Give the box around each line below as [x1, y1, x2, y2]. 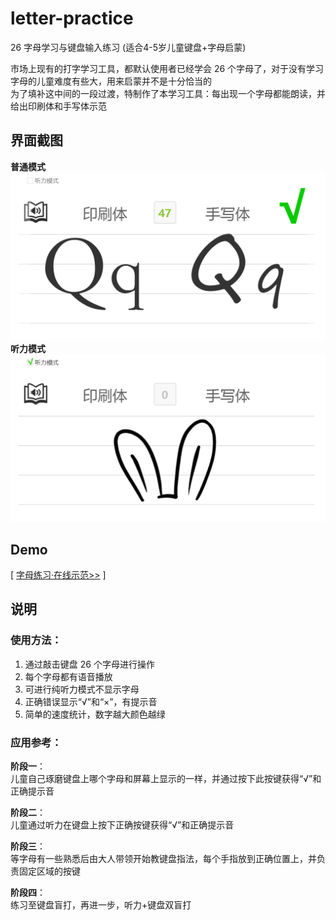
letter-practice [10, 7, 134, 30]
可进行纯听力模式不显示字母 [24, 683, 140, 695]
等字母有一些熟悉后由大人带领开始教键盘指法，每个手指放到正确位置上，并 [10, 853, 317, 865]
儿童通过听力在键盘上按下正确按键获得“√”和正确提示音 [10, 819, 235, 831]
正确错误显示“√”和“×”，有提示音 [24, 695, 158, 707]
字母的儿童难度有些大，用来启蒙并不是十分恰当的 [10, 75, 212, 87]
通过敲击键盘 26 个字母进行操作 [24, 658, 155, 670]
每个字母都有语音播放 [24, 670, 113, 682]
